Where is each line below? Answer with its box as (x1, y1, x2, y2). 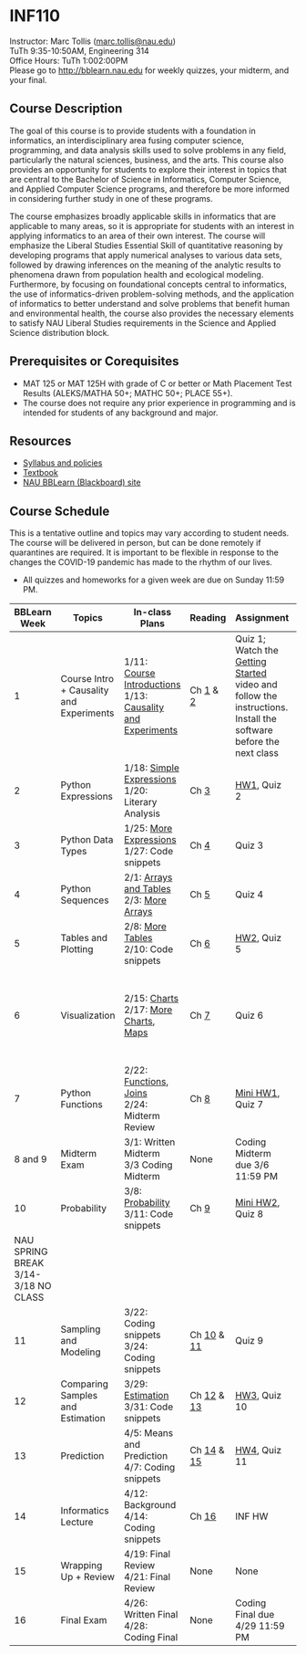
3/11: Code (124, 1208, 174, 1220)
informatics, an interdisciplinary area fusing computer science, (9, 134, 244, 146)
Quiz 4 (235, 888, 264, 901)
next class (235, 747, 280, 759)
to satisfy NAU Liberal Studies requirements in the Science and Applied (9, 317, 276, 329)
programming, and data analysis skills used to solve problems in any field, (9, 144, 287, 155)
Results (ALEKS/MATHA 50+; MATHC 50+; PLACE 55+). (22, 387, 233, 398)
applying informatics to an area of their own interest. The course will (9, 230, 266, 241)
